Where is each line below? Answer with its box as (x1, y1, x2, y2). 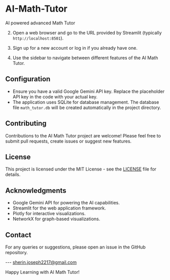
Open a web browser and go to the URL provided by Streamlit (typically (12, 29, 162, 36)
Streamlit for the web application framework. (12, 205, 106, 211)
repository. (5, 250, 28, 255)
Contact (5, 230, 31, 239)
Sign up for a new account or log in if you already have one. (12, 45, 138, 51)
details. (5, 171, 21, 178)
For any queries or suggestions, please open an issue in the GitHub (5, 244, 146, 250)
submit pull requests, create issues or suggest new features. (5, 138, 132, 144)
